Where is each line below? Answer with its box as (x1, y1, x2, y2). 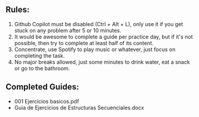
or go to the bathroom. (14, 65, 70, 72)
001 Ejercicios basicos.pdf (14, 97, 79, 105)
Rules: (5, 5, 30, 15)
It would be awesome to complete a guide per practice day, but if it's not (14, 33, 193, 40)
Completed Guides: (5, 82, 79, 92)
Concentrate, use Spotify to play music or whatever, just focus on (14, 46, 176, 53)
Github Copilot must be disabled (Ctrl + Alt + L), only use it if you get (14, 20, 183, 27)
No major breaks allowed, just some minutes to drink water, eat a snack (14, 58, 191, 65)
